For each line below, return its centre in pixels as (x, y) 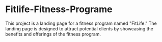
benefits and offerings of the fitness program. (53, 34)
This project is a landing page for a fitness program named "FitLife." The (81, 23)
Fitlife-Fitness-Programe (59, 9)
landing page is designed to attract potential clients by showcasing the (79, 28)
